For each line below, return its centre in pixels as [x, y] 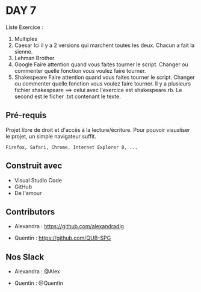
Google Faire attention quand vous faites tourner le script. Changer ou [101, 64]
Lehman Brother [34, 58]
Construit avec [34, 166]
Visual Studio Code [38, 180]
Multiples [26, 39]
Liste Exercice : [24, 27]
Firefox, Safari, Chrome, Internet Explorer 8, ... [72, 147]
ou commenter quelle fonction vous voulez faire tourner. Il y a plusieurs [102, 83]
